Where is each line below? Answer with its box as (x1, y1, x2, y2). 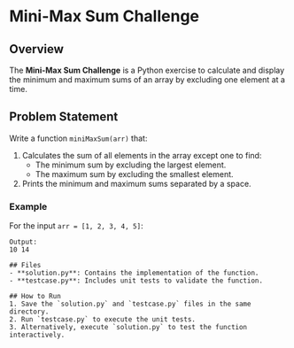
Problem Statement (9, 109, 119, 125)
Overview (9, 42, 65, 57)
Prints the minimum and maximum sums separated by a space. (21, 178, 251, 189)
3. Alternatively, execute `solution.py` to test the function (9, 323, 248, 332)
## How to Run (9, 292, 62, 301)
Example (9, 200, 48, 213)
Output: (9, 237, 38, 247)
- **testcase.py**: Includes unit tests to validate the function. (9, 276, 264, 285)
